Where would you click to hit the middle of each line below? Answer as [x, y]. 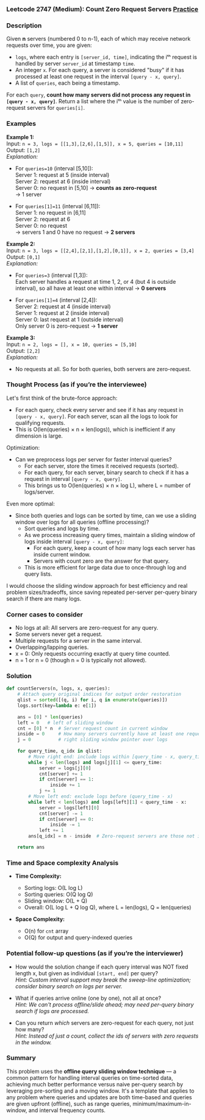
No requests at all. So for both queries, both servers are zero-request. [103, 369]
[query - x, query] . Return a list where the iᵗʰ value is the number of [93, 101]
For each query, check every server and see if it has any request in [99, 410]
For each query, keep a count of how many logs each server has [114, 547]
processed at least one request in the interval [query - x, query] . [98, 77]
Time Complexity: [38, 876]
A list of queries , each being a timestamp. [67, 83]
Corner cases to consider [45, 614]
